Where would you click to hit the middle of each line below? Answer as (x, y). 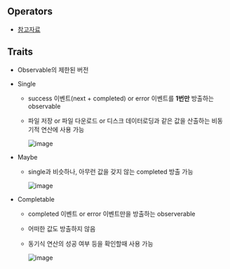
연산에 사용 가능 (63, 129)
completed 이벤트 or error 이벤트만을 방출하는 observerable (111, 214)
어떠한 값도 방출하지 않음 (62, 228)
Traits (20, 52)
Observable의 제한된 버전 (53, 70)
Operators (30, 12)
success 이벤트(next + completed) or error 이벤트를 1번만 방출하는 (121, 98)
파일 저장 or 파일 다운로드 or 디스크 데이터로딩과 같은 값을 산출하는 (119, 120)
